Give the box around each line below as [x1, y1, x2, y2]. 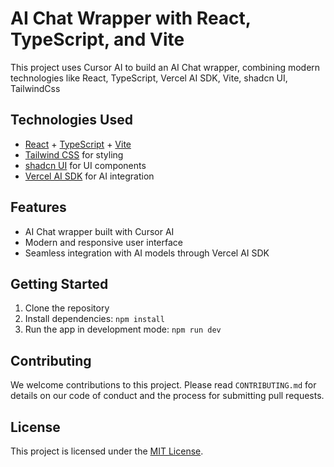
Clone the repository [24, 302, 110, 314]
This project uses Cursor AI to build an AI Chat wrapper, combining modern [10, 61, 321, 73]
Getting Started [10, 275, 109, 292]
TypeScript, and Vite [10, 28, 185, 51]
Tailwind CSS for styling [24, 148, 124, 161]
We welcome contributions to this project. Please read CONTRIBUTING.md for [10, 379, 317, 391]
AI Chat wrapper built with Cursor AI [24, 225, 175, 237]
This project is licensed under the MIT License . [10, 445, 204, 457]
